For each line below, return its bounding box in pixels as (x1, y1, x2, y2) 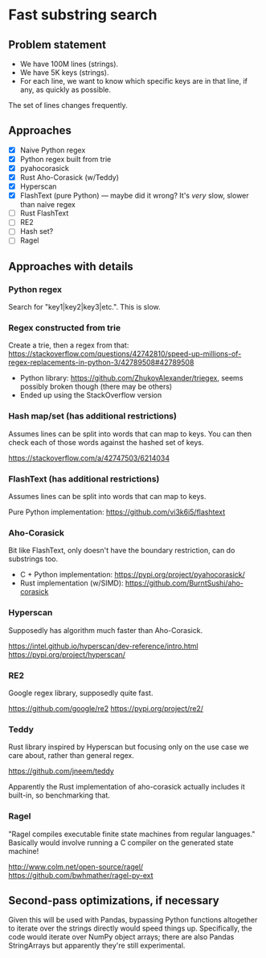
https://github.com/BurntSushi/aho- (125, 578, 243, 588)
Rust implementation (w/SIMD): (19, 578, 124, 588)
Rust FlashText (19, 208, 69, 219)
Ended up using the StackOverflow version (19, 390, 162, 400)
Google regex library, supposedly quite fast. (8, 688, 153, 698)
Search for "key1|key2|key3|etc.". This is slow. (8, 302, 161, 312)
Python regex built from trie (19, 154, 112, 164)
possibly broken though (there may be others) (19, 381, 173, 392)
